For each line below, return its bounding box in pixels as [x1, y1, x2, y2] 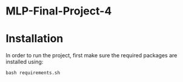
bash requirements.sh [5, 70, 61, 76]
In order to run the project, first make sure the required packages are [5, 52, 178, 59]
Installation [5, 32, 64, 46]
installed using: [5, 58, 44, 66]
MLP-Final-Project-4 [5, 4, 112, 18]
